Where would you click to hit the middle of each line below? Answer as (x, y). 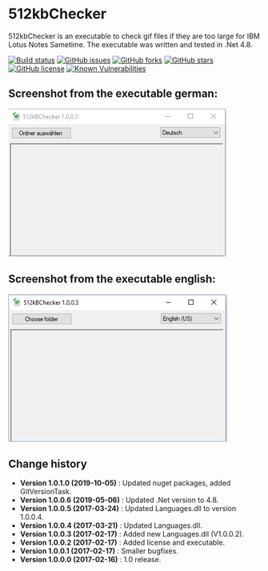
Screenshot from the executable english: (112, 280)
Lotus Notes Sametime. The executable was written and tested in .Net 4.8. (131, 44)
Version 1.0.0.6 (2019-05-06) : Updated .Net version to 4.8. (119, 500)
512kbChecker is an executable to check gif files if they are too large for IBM (134, 36)
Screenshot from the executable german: (113, 94)
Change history (48, 463)
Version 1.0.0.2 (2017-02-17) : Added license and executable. (122, 543)
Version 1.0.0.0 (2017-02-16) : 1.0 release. (90, 560)
